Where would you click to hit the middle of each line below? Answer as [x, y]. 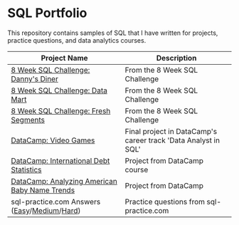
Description [176, 58]
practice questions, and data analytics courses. [77, 40]
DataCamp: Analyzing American [64, 181]
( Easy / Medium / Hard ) [46, 210]
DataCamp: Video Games [53, 140]
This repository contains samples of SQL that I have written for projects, [113, 33]
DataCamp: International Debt [60, 160]
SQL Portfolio [47, 13]
